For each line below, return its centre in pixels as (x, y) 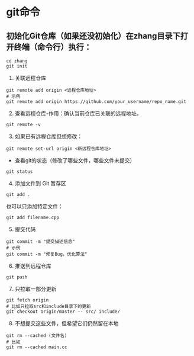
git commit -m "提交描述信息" (41, 242)
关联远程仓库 (30, 78)
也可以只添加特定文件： (35, 206)
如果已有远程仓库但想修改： (48, 136)
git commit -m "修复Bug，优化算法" (47, 254)
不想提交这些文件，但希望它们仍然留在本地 (67, 323)
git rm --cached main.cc (37, 347)
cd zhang (17, 61)
